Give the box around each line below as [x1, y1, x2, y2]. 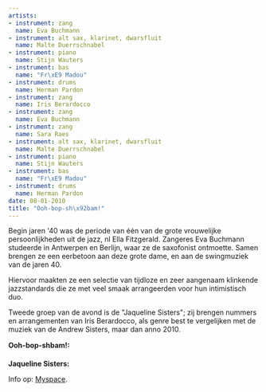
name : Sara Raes [15, 130, 69, 138]
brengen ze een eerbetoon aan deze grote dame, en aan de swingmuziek [8, 252, 249, 261]
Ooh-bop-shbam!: [8, 340, 70, 351]
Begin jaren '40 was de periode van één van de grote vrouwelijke [8, 226, 221, 236]
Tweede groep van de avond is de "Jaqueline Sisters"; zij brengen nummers [8, 308, 257, 317]
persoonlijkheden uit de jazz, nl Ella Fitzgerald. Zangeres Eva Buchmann [8, 234, 245, 244]
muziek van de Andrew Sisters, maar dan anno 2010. [8, 324, 181, 335]
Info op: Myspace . [8, 374, 68, 384]
